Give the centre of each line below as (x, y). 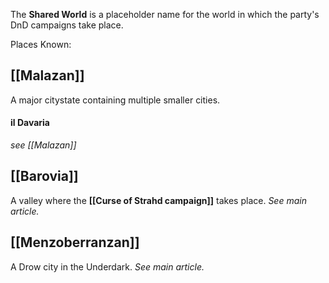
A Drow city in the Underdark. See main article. (107, 266)
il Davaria (30, 123)
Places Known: (41, 44)
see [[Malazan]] (43, 145)
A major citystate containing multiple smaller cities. (115, 100)
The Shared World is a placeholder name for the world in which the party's (165, 14)
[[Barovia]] (44, 176)
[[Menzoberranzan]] (75, 242)
